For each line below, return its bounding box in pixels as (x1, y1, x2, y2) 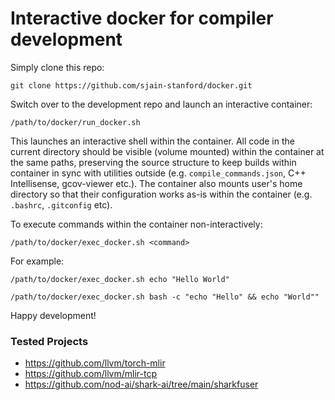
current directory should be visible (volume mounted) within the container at (10, 145, 325, 157)
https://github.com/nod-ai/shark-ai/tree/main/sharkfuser (24, 378, 259, 391)
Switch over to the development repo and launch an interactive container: (10, 98, 313, 110)
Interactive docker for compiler (10, 7, 274, 30)
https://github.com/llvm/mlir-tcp (24, 368, 157, 380)
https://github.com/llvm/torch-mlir (24, 357, 166, 369)
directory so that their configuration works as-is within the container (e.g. (10, 188, 313, 200)
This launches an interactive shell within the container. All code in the (10, 135, 295, 147)
